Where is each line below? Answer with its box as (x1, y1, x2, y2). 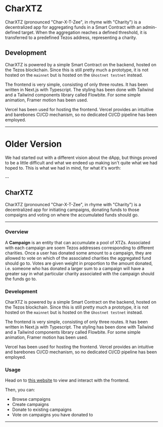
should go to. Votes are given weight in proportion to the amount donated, (5, 260, 153, 266)
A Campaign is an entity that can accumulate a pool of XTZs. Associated (5, 239, 150, 245)
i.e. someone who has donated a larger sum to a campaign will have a (5, 265, 145, 271)
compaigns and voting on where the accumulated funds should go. (5, 212, 139, 217)
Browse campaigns (12, 396, 51, 402)
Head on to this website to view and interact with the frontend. (5, 377, 130, 383)
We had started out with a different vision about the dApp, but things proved (5, 155, 157, 160)
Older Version (5, 138, 62, 149)
